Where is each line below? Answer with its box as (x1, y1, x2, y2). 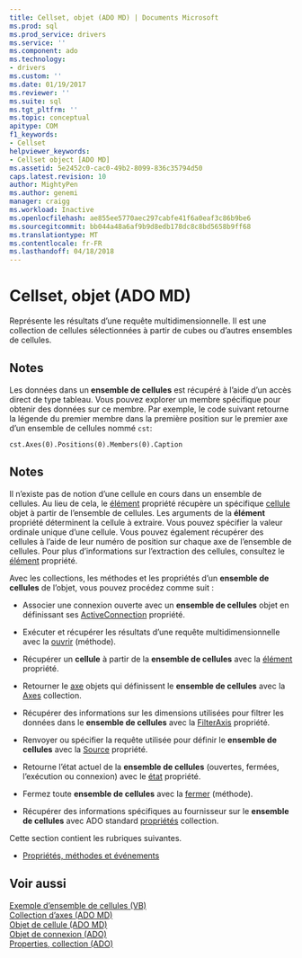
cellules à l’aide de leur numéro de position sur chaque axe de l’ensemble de (9, 536, 292, 546)
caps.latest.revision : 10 (9, 172, 106, 181)
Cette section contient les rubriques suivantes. (9, 832, 182, 843)
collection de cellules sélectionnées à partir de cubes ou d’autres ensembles (9, 325, 293, 336)
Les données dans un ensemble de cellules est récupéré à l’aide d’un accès (9, 384, 292, 395)
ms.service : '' (9, 38, 67, 48)
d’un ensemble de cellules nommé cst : (9, 422, 153, 433)
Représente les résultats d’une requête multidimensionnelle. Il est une (9, 315, 267, 326)
